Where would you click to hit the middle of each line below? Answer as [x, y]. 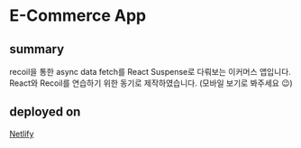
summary [37, 49]
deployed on [45, 112]
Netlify [22, 134]
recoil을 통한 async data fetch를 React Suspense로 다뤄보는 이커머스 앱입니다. [150, 72]
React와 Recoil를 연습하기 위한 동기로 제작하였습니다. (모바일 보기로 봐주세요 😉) [151, 83]
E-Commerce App [78, 16]
